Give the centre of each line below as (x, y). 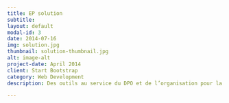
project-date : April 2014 (44, 64)
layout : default (30, 26)
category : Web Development (46, 77)
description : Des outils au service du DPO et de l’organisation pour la (115, 83)
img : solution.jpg (33, 45)
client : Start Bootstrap (43, 70)
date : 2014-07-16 (32, 39)
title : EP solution (35, 13)
